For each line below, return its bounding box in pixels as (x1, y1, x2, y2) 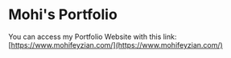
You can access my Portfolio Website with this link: (8, 32, 177, 41)
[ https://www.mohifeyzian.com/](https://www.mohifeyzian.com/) (8, 40, 223, 49)
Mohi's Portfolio (8, 6, 118, 24)
